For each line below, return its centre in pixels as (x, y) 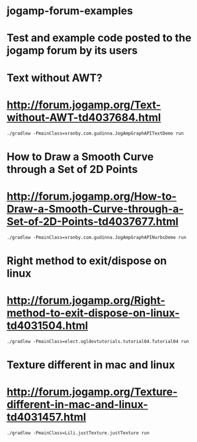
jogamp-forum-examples (70, 11)
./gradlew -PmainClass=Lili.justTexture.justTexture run (78, 433)
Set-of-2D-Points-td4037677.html (93, 221)
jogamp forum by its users (72, 51)
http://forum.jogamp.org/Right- (86, 300)
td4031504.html (47, 326)
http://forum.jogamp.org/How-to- (92, 196)
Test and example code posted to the (99, 38)
